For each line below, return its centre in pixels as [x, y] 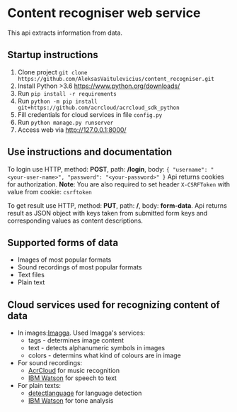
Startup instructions [53, 55]
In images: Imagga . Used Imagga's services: [81, 333]
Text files [31, 275]
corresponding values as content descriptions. [75, 221]
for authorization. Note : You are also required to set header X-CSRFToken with [119, 184]
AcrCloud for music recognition [74, 371]
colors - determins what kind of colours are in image [105, 355]
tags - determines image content [76, 340]
